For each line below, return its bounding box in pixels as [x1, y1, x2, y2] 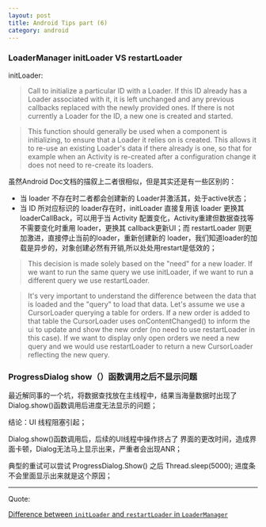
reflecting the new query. [27, 349, 110, 359]
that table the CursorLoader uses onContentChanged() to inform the [27, 316, 251, 326]
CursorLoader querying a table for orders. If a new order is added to [27, 307, 251, 317]
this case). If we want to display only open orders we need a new [27, 333, 240, 342]
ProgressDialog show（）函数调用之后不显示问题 [8, 371, 198, 382]
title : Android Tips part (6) [8, 19, 108, 27]
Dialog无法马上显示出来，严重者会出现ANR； [35, 444, 182, 453]
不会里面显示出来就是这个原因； [8, 471, 112, 480]
